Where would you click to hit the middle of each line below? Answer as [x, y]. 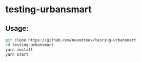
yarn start [17, 54]
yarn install [19, 50]
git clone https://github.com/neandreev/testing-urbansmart [71, 40]
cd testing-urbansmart [29, 45]
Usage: [17, 28]
